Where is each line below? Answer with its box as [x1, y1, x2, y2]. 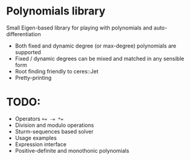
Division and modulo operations [14, 122, 95, 129]
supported [14, 48, 41, 55]
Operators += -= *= [14, 115, 64, 122]
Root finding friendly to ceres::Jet [14, 67, 99, 75]
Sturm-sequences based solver [14, 128, 94, 135]
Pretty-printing [14, 74, 52, 81]
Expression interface [14, 140, 67, 148]
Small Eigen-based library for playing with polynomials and [6, 24, 153, 31]
